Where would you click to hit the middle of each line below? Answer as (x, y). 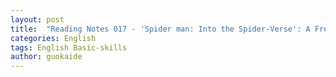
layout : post (37, 19)
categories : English (53, 38)
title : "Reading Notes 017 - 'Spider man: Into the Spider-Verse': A (160, 29)
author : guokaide (46, 57)
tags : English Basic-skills (69, 47)
